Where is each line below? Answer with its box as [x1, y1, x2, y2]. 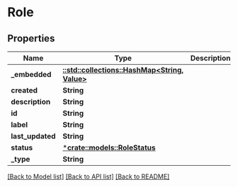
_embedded [11, 70, 52, 79]
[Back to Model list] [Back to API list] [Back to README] [7, 172, 170, 181]
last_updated [11, 131, 56, 141]
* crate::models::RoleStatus [62, 143, 156, 152]
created [11, 85, 38, 95]
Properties [7, 32, 55, 44]
